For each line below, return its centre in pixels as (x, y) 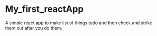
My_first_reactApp (44, 9)
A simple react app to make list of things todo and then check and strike (79, 23)
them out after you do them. (34, 28)
